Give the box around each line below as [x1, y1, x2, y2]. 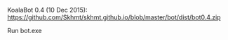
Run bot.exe [7, 27, 42, 34]
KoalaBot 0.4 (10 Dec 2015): [7, 6, 88, 14]
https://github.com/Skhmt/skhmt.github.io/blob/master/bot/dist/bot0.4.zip [7, 13, 221, 21]
